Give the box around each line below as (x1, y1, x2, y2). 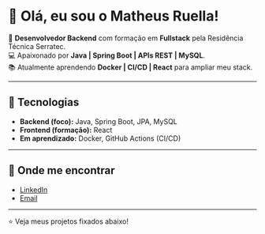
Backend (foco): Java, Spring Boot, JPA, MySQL (19, 116, 177, 126)
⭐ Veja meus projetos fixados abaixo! (8, 217, 129, 226)
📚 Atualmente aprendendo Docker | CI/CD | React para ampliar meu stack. (8, 62, 253, 72)
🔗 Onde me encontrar (8, 164, 115, 177)
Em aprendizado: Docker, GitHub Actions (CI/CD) (19, 134, 181, 143)
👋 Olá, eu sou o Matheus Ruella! (8, 7, 219, 25)
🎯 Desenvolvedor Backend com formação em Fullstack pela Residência (8, 33, 244, 43)
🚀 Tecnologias (8, 96, 80, 109)
